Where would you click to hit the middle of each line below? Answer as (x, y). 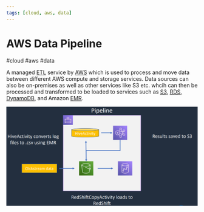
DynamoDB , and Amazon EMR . (45, 98)
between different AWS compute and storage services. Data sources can (98, 78)
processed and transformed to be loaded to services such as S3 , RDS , (94, 92)
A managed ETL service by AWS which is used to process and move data (98, 72)
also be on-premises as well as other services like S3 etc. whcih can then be (102, 85)
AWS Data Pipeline (54, 43)
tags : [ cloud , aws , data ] (39, 13)
